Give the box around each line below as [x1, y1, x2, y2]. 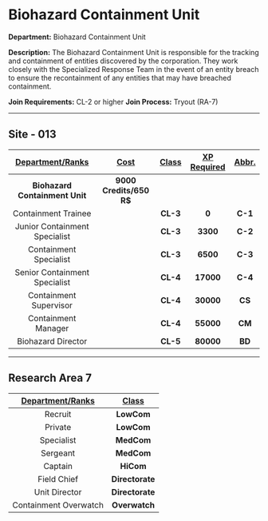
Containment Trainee [13, 208, 92, 219]
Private [45, 421, 72, 432]
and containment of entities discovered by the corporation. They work [8, 56, 238, 66]
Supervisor [31, 300, 73, 311]
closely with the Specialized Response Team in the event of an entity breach [8, 64, 259, 74]
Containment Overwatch [12, 499, 104, 511]
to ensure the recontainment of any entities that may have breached [8, 73, 231, 82]
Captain [43, 460, 73, 471]
